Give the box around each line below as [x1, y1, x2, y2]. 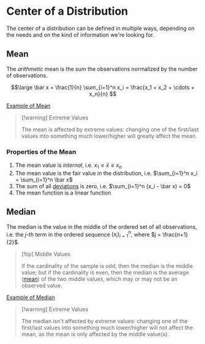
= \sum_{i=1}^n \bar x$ [15, 176, 73, 183]
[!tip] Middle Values [21, 250, 71, 258]
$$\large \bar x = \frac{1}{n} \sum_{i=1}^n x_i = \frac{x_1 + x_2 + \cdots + [11, 83, 195, 91]
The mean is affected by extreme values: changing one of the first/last [21, 126, 199, 133]
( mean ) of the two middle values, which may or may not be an [21, 275, 177, 283]
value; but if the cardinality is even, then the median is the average [21, 269, 190, 277]
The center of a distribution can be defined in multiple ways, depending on [6, 25, 195, 32]
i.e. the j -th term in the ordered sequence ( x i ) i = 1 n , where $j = [6, 229, 162, 240]
